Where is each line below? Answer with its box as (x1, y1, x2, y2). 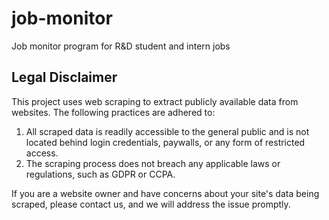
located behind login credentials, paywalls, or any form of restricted (25, 136, 306, 148)
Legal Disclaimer (11, 69, 118, 86)
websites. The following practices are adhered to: (11, 106, 216, 118)
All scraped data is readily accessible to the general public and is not (25, 125, 310, 137)
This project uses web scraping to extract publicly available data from (11, 95, 299, 107)
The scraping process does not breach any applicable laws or (25, 157, 281, 169)
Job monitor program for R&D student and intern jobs (11, 40, 231, 52)
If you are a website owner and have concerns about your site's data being (11, 187, 320, 199)
